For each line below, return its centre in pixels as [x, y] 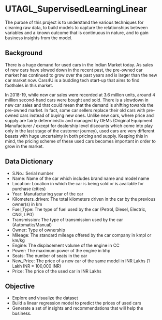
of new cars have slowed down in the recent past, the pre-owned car [74, 70]
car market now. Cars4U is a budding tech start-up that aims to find [72, 80]
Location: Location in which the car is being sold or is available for [78, 183]
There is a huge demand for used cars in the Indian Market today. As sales [79, 64]
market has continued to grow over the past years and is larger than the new [81, 75]
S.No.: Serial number [33, 173]
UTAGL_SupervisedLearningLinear [76, 9]
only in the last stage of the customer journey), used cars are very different [80, 131]
